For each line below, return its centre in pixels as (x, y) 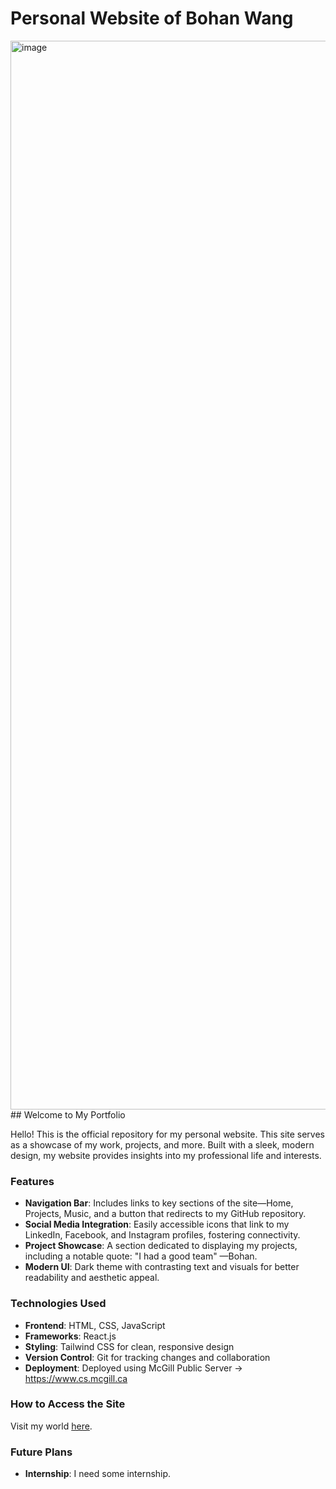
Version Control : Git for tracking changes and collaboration (147, 1357)
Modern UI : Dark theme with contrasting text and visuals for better (162, 1267)
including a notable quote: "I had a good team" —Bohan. (141, 1256)
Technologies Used (58, 1304)
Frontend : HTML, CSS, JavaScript (95, 1325)
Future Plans (41, 1452)
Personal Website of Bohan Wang (152, 18)
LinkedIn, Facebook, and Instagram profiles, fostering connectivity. (162, 1235)
